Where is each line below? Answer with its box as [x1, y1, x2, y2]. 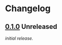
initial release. [5, 35, 33, 41]
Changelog [5, 3, 51, 14]
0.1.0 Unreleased [5, 22, 58, 31]
